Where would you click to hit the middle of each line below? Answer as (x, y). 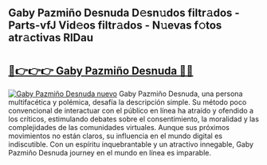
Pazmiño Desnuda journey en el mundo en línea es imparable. (110, 153)
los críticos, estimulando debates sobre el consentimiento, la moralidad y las (133, 119)
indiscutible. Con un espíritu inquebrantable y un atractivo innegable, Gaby (131, 144)
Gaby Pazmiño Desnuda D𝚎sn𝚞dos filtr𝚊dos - (124, 13)
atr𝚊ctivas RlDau (51, 38)
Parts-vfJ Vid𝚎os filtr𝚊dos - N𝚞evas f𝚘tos (115, 26)
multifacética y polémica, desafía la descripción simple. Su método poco (128, 102)
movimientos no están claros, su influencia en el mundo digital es (116, 136)
